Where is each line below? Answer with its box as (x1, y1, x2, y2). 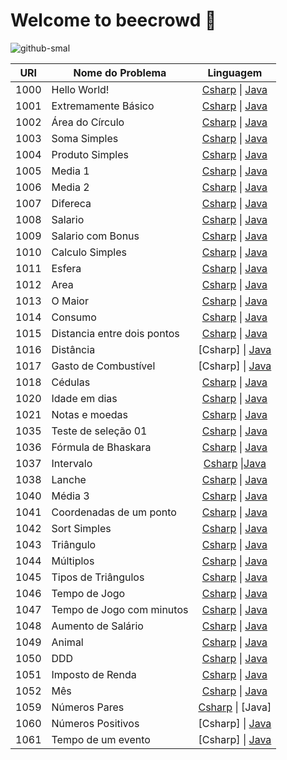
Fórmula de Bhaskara (51, 440, 152, 454)
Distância (51, 342, 96, 356)
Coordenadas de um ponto (51, 505, 177, 519)
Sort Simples (51, 521, 112, 535)
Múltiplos (51, 554, 95, 568)
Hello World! (51, 82, 110, 96)
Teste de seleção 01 (51, 424, 148, 438)
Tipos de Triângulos (51, 570, 145, 584)
